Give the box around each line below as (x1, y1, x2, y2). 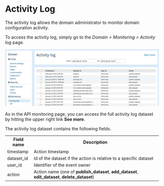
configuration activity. (5, 24, 49, 30)
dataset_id (7, 155, 28, 161)
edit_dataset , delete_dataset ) (33, 174, 95, 180)
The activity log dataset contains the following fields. (5, 125, 111, 131)
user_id (7, 162, 22, 168)
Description (82, 139, 107, 145)
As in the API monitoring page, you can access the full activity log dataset (5, 111, 154, 117)
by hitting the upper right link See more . (5, 116, 85, 122)
